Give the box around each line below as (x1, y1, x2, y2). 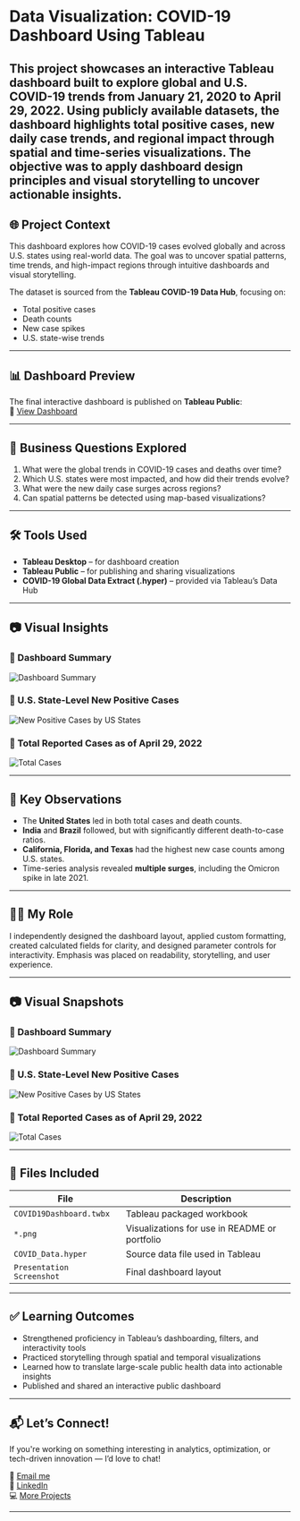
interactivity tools (21, 1342, 87, 1353)
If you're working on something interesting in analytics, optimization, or (9, 1444, 271, 1455)
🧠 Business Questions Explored (9, 440, 187, 456)
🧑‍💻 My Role (9, 907, 74, 922)
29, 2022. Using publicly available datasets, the (9, 103, 279, 118)
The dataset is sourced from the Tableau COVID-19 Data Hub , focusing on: (9, 286, 287, 297)
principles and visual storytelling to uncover (9, 173, 261, 188)
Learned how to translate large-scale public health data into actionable (21, 1361, 283, 1371)
